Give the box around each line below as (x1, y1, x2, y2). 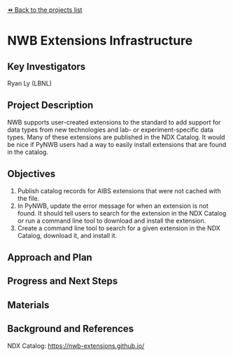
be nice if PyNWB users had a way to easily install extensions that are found (7, 140, 227, 148)
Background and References (7, 323, 134, 335)
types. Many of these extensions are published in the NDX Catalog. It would (7, 132, 225, 141)
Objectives (7, 168, 56, 180)
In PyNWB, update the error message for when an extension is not (17, 202, 209, 210)
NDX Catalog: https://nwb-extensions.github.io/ (7, 342, 145, 350)
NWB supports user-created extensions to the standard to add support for (7, 118, 221, 126)
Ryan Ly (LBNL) (7, 79, 52, 87)
